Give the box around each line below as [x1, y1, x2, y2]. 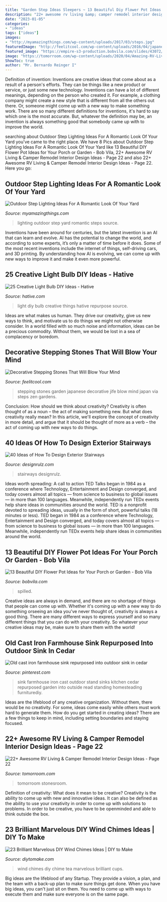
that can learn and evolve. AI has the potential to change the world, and [5, 235, 152, 241]
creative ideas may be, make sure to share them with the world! [5, 625, 135, 631]
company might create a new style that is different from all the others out [5, 97, 155, 103]
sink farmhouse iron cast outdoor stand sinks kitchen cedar [17, 679, 139, 685]
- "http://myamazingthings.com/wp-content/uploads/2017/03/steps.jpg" [5, 40, 155, 45]
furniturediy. [17, 690, 43, 695]
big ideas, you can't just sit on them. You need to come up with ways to [5, 886, 152, 892]
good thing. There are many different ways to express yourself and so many [5, 614, 161, 620]
